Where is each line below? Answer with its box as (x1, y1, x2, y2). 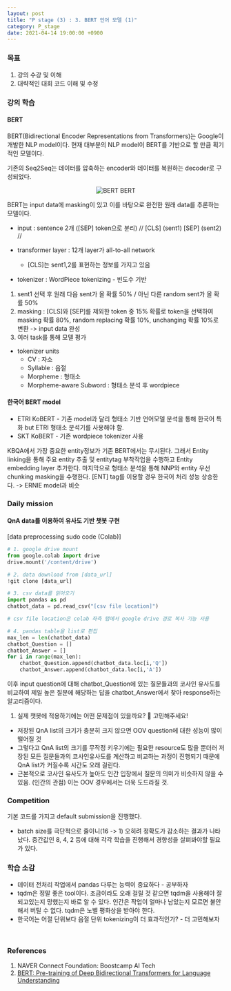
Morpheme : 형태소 (27, 372, 81, 381)
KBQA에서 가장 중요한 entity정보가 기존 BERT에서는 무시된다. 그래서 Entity (7, 446, 209, 454)
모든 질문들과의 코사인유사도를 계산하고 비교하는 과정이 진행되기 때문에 (30, 752, 221, 760)
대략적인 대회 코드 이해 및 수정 (17, 79, 99, 87)
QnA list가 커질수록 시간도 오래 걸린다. (17, 761, 121, 769)
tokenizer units (17, 347, 60, 355)
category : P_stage (7, 23, 60, 30)
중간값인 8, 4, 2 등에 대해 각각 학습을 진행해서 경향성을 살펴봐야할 (32, 836, 208, 844)
